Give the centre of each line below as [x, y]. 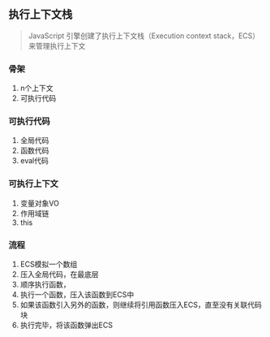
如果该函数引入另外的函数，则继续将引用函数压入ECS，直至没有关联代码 [141, 305]
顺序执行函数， [45, 284]
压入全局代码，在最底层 [59, 274]
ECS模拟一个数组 [49, 264]
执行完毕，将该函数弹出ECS [66, 325]
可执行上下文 [34, 184]
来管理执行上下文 [57, 45]
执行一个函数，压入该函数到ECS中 [77, 294]
